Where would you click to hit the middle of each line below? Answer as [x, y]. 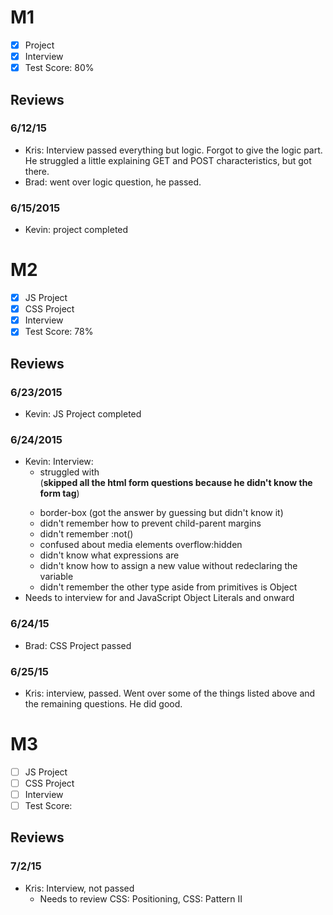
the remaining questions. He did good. [103, 703]
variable [56, 577]
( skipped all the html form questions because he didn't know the [176, 483]
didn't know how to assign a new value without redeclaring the [168, 566]
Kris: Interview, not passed [79, 888]
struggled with [69, 472]
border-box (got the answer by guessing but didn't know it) [161, 513]
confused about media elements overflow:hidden [141, 545]
